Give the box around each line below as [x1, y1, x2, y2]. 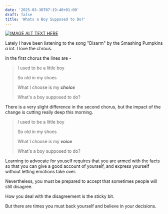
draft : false [5, 12, 32, 17]
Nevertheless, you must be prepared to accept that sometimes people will [5, 178, 157, 184]
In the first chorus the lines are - [5, 55, 71, 61]
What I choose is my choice [17, 84, 75, 90]
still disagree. [5, 184, 33, 190]
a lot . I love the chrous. [5, 46, 52, 52]
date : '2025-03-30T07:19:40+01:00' [5, 7, 79, 13]
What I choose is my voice [17, 139, 72, 145]
